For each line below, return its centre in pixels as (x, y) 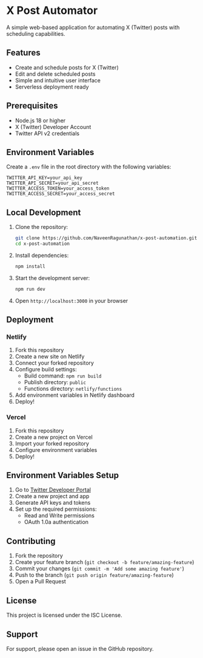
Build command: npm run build (63, 376)
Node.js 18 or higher (40, 120)
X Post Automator (52, 11)
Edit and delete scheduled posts (55, 74)
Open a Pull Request (41, 582)
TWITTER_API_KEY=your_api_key (45, 178)
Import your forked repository (52, 444)
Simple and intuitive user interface (58, 80)
